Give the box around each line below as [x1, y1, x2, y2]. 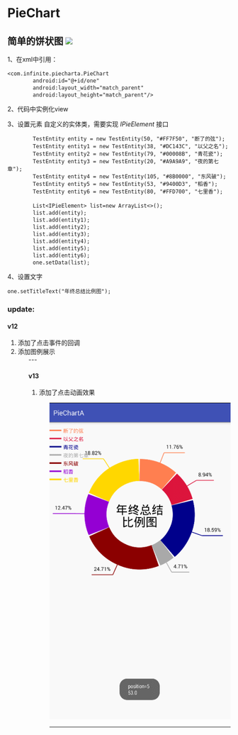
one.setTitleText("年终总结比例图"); [7, 288, 111, 295]
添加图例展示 [17, 348, 55, 356]
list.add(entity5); [33, 245, 91, 252]
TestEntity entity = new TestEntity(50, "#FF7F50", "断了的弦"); [33, 136, 225, 143]
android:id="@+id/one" [33, 77, 100, 84]
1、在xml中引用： [7, 55, 58, 63]
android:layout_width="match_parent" [33, 84, 144, 92]
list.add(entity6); [33, 252, 91, 259]
